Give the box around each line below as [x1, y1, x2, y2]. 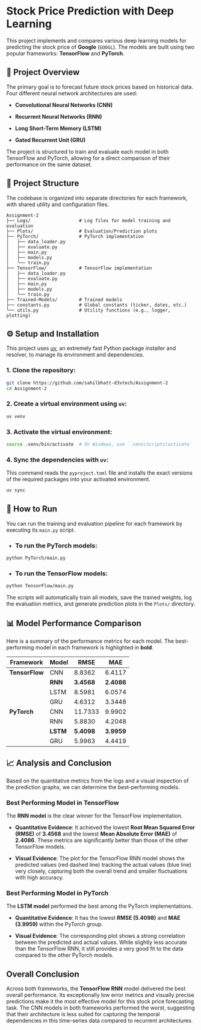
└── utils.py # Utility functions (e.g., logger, [6, 307, 171, 313]
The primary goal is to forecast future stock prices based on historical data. [6, 83, 194, 90]
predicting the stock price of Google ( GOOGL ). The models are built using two [6, 43, 195, 51]
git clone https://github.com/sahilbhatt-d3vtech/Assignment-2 [6, 379, 169, 386]
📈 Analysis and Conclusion [6, 758, 112, 769]
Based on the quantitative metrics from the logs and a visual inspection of [6, 777, 189, 784]
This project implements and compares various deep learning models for [6, 37, 187, 44]
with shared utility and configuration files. [6, 201, 110, 208]
